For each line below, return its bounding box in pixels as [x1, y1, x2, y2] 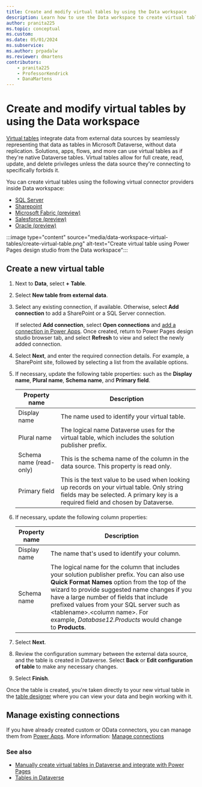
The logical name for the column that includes [50, 562, 180, 571]
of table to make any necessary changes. [14, 663, 118, 670]
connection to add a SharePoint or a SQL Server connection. [14, 310, 167, 317]
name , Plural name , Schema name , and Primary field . [14, 376, 150, 384]
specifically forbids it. [6, 167, 60, 174]
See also [6, 747, 32, 756]
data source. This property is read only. [60, 462, 172, 470]
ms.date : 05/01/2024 [6, 37, 58, 43]
